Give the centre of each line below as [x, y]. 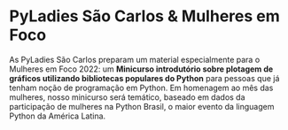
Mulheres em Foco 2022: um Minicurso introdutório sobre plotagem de [141, 69]
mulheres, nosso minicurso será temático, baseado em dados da [127, 97]
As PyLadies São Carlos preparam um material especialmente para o [135, 59]
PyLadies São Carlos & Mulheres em [145, 16]
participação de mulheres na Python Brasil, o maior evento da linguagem [142, 106]
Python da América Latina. [58, 116]
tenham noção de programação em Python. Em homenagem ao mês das [141, 88]
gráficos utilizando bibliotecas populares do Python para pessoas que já [144, 78]
